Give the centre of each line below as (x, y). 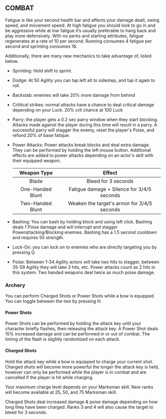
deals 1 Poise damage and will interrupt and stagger (65, 227)
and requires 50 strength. (38, 237)
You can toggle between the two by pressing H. (54, 301)
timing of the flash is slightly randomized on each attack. (63, 339)
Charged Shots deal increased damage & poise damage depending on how (82, 402)
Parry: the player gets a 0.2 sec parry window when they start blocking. (85, 119)
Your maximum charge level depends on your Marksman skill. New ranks (79, 387)
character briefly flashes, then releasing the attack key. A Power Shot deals (82, 329)
